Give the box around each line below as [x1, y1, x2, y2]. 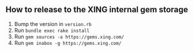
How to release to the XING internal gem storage [5, 5, 189, 15]
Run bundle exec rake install [14, 27, 90, 34]
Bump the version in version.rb [14, 20, 92, 27]
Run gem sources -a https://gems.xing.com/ [14, 32, 124, 40]
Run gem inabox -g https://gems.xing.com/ [14, 39, 122, 46]
